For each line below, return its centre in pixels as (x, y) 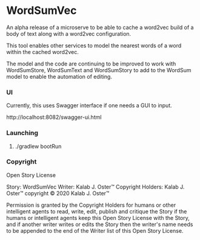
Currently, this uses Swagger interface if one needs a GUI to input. (89, 105)
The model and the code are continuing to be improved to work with (91, 64)
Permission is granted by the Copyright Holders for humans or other (91, 205)
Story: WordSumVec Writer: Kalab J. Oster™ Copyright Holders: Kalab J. (95, 187)
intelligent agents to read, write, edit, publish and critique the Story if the (97, 211)
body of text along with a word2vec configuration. (69, 33)
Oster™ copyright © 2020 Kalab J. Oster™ (58, 193)
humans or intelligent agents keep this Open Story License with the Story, (98, 218)
